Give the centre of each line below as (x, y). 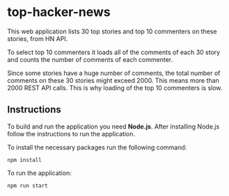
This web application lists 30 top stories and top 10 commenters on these (112, 31)
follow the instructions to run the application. (71, 133)
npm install (24, 160)
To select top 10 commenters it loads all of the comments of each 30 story (114, 52)
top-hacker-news (59, 12)
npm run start (28, 186)
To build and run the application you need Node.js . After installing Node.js (113, 126)
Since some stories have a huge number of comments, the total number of (114, 73)
